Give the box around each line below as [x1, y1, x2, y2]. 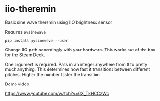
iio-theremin [5, 3, 56, 15]
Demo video [5, 81, 30, 87]
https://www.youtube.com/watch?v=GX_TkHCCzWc [5, 90, 109, 96]
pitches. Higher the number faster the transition [5, 71, 100, 77]
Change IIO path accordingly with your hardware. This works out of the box [5, 47, 156, 52]
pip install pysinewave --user [5, 38, 68, 43]
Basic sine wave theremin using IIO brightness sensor [5, 19, 112, 25]
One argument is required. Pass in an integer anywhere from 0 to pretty [5, 61, 148, 67]
